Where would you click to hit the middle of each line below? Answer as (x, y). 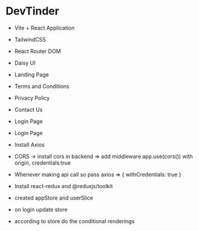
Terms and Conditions (42, 86)
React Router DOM (38, 51)
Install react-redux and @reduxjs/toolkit (63, 186)
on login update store (41, 209)
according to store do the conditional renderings (74, 221)
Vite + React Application (44, 28)
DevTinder (33, 11)
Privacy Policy (32, 98)
